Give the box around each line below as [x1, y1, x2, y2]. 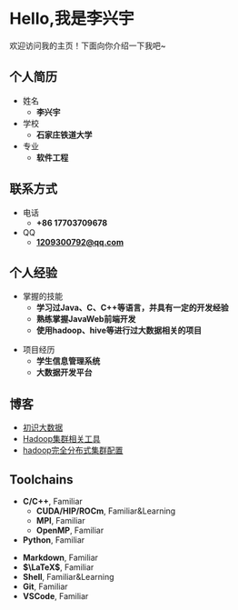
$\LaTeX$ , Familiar [22, 562, 94, 573]
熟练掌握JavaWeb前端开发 [35, 314, 136, 325]
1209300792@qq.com [35, 236, 124, 247]
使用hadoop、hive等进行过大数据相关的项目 [35, 325, 203, 336]
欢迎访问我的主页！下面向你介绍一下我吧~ [9, 40, 166, 51]
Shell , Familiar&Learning [22, 572, 115, 582]
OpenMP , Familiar [35, 525, 104, 535]
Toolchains [9, 472, 74, 487]
